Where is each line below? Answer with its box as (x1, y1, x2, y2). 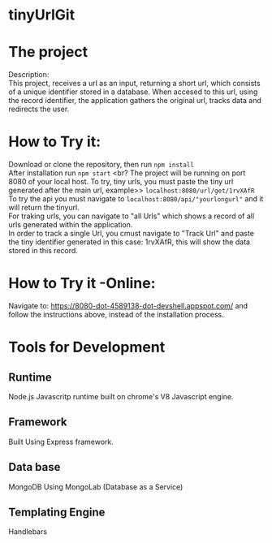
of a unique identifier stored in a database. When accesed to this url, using (8, 87, 258, 97)
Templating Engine (8, 506, 106, 519)
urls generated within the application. (8, 220, 133, 230)
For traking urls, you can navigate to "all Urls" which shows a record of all (8, 211, 255, 221)
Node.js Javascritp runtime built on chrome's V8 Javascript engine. (8, 392, 234, 401)
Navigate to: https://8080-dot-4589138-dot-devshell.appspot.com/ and (8, 301, 248, 310)
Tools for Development (8, 338, 166, 356)
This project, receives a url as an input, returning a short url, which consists (8, 79, 261, 88)
